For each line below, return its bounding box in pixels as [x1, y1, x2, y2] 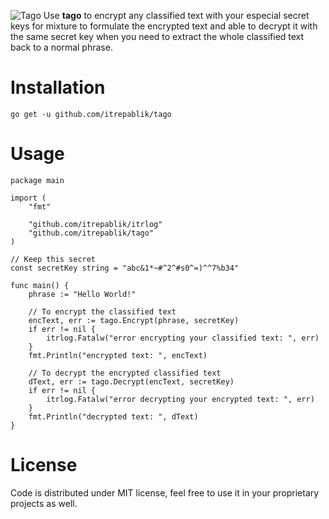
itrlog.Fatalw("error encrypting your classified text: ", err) [46, 333, 320, 343]
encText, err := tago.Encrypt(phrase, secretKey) [28, 315, 240, 325]
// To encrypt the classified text [28, 306, 177, 317]
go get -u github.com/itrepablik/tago [10, 109, 172, 119]
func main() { [10, 280, 70, 290]
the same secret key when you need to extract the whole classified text [10, 31, 305, 42]
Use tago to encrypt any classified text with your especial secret [43, 10, 310, 21]
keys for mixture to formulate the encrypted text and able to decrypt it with [10, 20, 318, 32]
